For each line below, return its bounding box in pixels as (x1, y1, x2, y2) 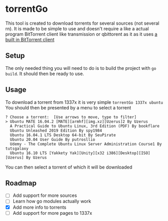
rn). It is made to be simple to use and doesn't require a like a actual (5, 25, 149, 31)
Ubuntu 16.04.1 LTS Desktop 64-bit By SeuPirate (10, 132, 116, 138)
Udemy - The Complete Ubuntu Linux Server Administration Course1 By (10, 141, 162, 146)
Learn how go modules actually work (12, 198, 91, 205)
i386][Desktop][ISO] (106, 150, 151, 156)
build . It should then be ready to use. (5, 70, 84, 77)
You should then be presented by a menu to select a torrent (5, 104, 132, 110)
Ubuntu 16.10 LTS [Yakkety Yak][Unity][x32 (10, 150, 104, 156)
